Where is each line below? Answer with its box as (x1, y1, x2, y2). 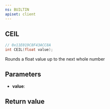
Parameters (5, 70, 41, 79)
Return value (5, 97, 45, 106)
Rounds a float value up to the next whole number (5, 56, 105, 62)
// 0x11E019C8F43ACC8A (5, 43, 51, 48)
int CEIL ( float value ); (5, 47, 54, 52)
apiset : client (5, 12, 36, 17)
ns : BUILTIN (5, 7, 29, 12)
